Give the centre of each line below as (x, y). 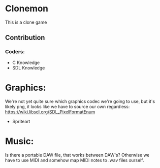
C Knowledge (26, 63)
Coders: (15, 52)
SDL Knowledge (29, 67)
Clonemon (27, 9)
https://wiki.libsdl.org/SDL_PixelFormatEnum (50, 112)
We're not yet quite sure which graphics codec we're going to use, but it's (80, 101)
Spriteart (21, 121)
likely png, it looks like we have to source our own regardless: (67, 106)
